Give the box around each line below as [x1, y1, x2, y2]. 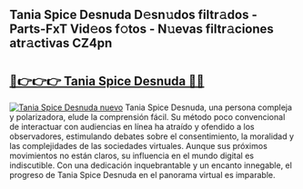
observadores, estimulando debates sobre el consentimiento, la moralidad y [9, 131, 294, 142]
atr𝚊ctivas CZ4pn [9, 35, 113, 51]
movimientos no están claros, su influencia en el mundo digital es [9, 150, 255, 161]
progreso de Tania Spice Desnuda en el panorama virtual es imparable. [9, 170, 276, 180]
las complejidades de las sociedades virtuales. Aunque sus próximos [9, 141, 268, 151]
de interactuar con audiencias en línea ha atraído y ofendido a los [9, 122, 255, 132]
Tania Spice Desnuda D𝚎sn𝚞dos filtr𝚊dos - [9, 7, 258, 23]
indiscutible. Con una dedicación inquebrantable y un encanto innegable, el [9, 160, 293, 171]
